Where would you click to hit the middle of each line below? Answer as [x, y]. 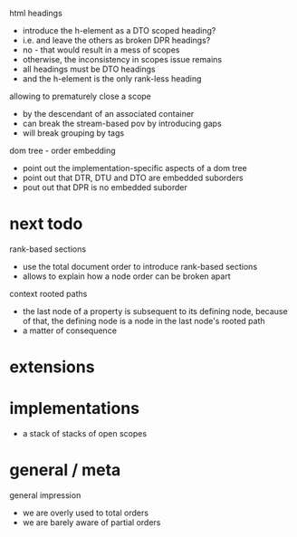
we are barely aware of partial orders [91, 523]
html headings [36, 13]
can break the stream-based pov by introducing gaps [122, 123]
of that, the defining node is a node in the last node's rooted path [144, 321]
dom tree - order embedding [62, 150]
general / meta [65, 470]
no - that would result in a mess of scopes [101, 50]
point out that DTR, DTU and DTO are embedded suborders [133, 177]
